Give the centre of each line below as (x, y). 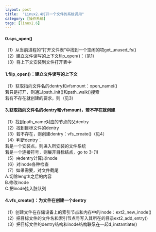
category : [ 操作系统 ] (26, 18)
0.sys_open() (19, 38)
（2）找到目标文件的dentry (32, 128)
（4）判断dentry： (24, 140)
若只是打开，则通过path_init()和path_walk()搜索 (52, 92)
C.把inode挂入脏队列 (26, 188)
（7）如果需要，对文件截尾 (32, 170)
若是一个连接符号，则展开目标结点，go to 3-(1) (52, 152)
